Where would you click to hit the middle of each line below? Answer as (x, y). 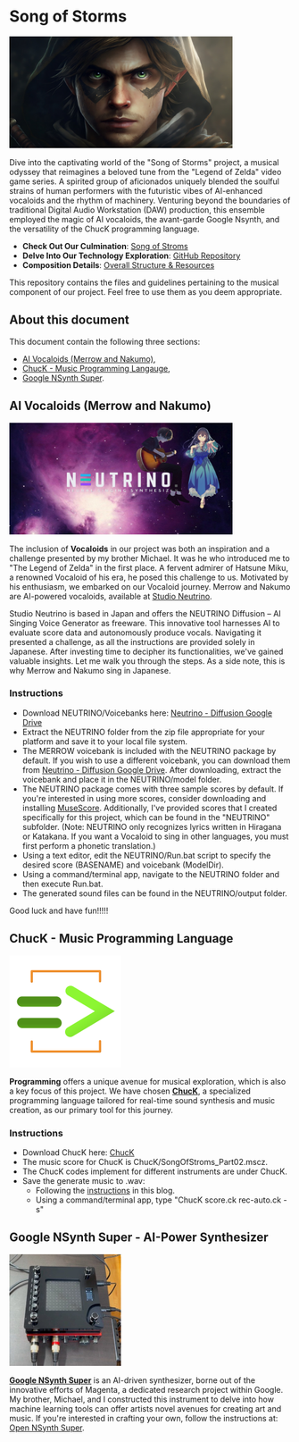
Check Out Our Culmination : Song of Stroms (105, 246)
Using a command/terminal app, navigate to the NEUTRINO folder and (150, 874)
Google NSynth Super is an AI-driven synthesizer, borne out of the (133, 1380)
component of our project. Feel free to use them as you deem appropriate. (146, 291)
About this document (69, 320)
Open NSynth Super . (47, 1428)
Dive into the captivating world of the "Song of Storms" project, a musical (144, 162)
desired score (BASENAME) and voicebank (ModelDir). (123, 865)
